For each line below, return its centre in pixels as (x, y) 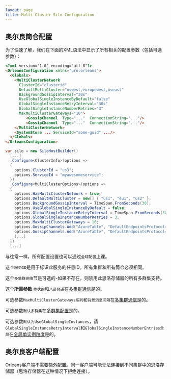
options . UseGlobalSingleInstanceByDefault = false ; (70, 208)
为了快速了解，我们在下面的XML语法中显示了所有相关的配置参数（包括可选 (84, 50)
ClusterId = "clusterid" (43, 85)
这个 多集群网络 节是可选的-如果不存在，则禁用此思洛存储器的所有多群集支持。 (85, 278)
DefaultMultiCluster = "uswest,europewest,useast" (71, 90)
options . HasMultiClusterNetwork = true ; (58, 194)
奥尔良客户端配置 (32, 352)
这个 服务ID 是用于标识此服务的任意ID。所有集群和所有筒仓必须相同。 (76, 267)
